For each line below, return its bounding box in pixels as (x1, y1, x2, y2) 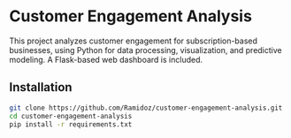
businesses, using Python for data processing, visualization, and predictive (9, 44, 282, 55)
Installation (9, 80, 73, 95)
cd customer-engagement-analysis (9, 111, 133, 120)
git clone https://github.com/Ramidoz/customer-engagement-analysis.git (9, 103, 283, 112)
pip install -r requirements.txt (9, 119, 133, 129)
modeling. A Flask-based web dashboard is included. (9, 54, 203, 65)
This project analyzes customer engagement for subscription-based (9, 35, 258, 46)
